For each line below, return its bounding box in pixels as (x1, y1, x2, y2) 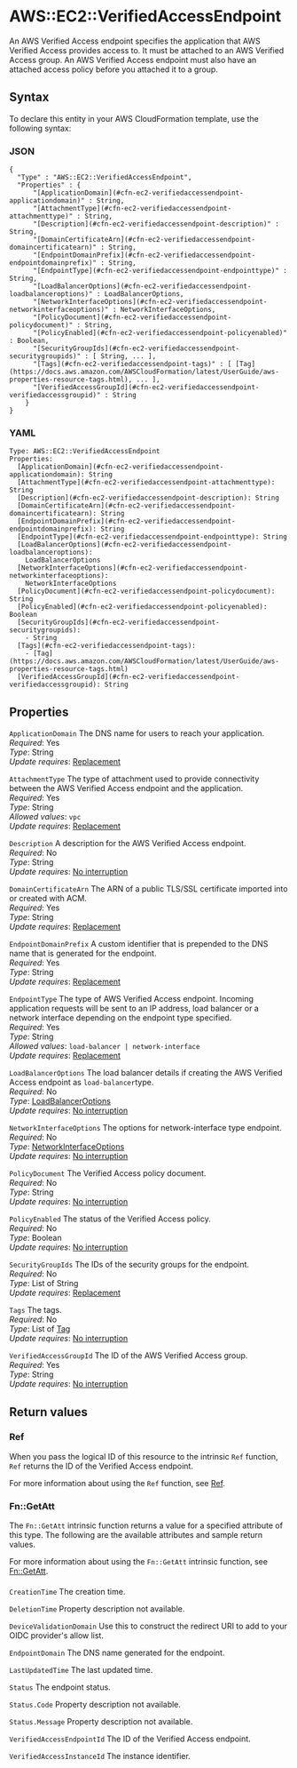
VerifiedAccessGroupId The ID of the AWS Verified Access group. (9, 1350, 248, 1361)
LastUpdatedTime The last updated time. (9, 1664, 153, 1675)
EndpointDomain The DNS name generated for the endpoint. (9, 1647, 225, 1658)
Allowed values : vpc (9, 812, 82, 822)
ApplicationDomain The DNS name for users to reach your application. (9, 728, 265, 739)
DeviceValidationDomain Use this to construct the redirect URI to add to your (9, 1620, 288, 1631)
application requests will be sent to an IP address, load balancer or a (9, 1003, 259, 1014)
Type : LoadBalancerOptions (9, 1096, 111, 1107)
